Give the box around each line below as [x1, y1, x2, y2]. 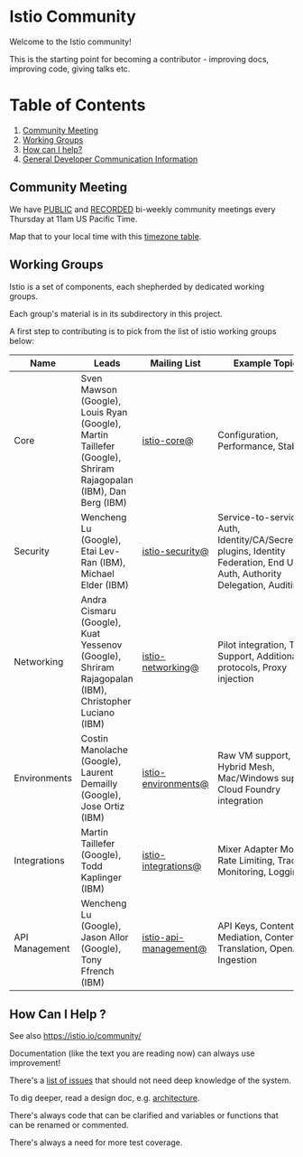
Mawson [80, 383, 117, 396]
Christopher [80, 695, 132, 707]
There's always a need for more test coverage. [9, 1137, 183, 1148]
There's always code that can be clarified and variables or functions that [9, 1110, 280, 1121]
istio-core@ [142, 434, 194, 446]
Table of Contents [9, 95, 146, 116]
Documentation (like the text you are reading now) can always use [9, 1048, 255, 1059]
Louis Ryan [80, 406, 128, 418]
